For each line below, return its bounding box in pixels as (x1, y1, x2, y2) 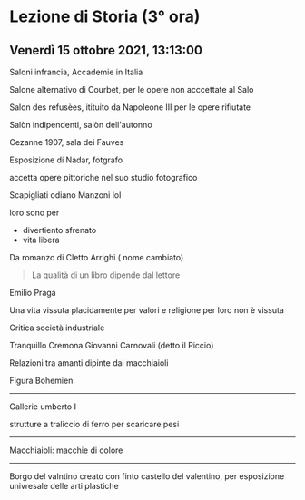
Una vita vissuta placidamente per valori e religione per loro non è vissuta (9, 305, 284, 315)
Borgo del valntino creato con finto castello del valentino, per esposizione (9, 471, 285, 482)
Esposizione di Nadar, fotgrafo (9, 154, 123, 165)
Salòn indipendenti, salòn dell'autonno (9, 120, 152, 130)
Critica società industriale (9, 322, 105, 333)
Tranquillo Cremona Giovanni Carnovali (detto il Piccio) (9, 340, 214, 350)
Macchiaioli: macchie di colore (9, 445, 123, 456)
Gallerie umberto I (9, 401, 77, 412)
